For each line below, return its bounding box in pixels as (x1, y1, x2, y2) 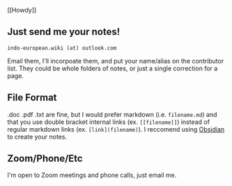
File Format (7, 92, 57, 104)
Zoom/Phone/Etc (7, 153, 83, 164)
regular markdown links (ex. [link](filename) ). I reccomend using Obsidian (7, 125, 225, 133)
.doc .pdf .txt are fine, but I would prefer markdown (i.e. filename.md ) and (7, 110, 217, 118)
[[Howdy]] (7, 6, 37, 14)
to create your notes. (7, 132, 68, 141)
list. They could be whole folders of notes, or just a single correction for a (7, 64, 218, 72)
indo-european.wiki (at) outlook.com (7, 45, 117, 52)
